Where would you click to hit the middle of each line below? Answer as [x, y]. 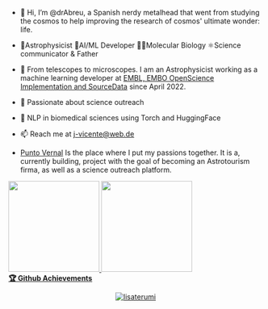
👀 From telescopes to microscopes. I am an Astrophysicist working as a [139, 69]
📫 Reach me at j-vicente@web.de [77, 134]
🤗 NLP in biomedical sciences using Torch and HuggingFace [120, 118]
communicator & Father [59, 54]
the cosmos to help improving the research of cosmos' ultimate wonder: [140, 21]
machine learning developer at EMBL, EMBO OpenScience [117, 78]
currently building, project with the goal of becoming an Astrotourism [135, 161]
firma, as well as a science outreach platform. [96, 170]
